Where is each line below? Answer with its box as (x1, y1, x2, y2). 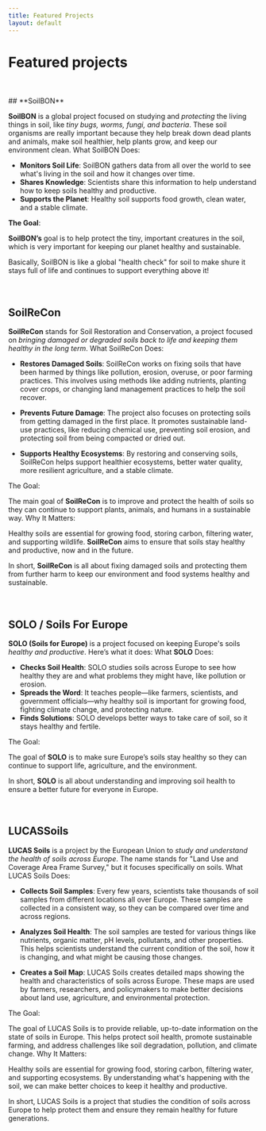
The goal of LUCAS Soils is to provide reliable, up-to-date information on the (8, 1023, 258, 1033)
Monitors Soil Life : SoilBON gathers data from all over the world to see (19, 160, 252, 171)
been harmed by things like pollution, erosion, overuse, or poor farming (19, 367, 253, 377)
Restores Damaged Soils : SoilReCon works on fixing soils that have (19, 359, 241, 369)
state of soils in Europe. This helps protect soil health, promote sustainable (8, 1032, 253, 1041)
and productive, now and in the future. (8, 545, 133, 556)
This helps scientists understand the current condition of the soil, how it (19, 944, 255, 953)
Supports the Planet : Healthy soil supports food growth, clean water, (19, 194, 246, 204)
